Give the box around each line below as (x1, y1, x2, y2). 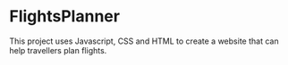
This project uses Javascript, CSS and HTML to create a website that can (9, 36, 279, 46)
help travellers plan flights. (9, 45, 107, 55)
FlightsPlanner (9, 6, 121, 27)
